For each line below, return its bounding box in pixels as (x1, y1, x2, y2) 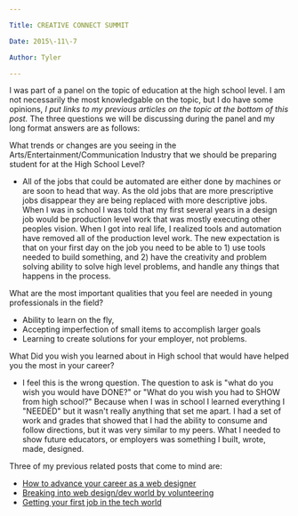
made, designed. (21, 444, 85, 455)
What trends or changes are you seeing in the (9, 140, 177, 151)
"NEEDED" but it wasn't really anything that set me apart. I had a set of (21, 406, 282, 416)
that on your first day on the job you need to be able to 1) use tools (21, 242, 266, 254)
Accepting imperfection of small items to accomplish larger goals (21, 324, 261, 335)
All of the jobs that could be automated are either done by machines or (21, 176, 282, 187)
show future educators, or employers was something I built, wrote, (21, 434, 266, 445)
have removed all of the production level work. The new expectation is (21, 233, 280, 244)
